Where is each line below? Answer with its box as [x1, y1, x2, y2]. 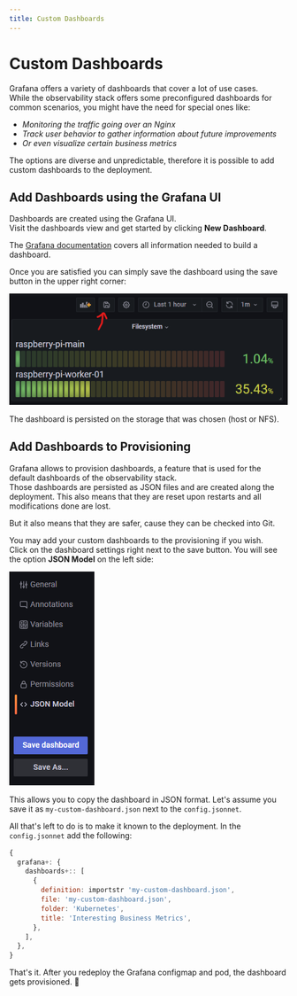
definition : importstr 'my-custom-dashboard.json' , [41, 886, 236, 895]
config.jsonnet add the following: [9, 829, 133, 841]
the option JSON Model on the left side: [9, 554, 155, 564]
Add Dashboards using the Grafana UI [9, 190, 222, 205]
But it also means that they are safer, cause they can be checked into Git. [9, 517, 276, 528]
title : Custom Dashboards [9, 14, 104, 23]
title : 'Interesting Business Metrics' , [41, 914, 192, 922]
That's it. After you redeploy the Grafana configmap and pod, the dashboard [9, 967, 287, 978]
